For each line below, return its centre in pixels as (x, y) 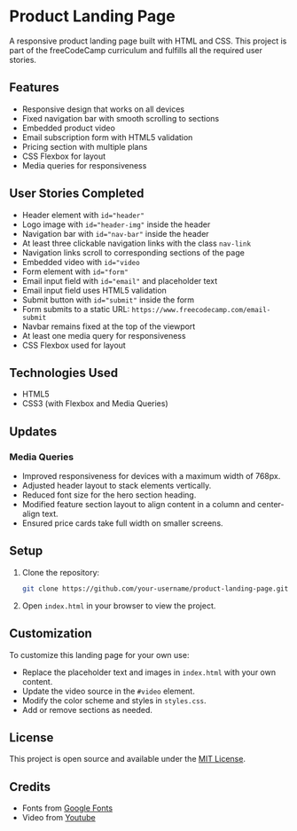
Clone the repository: (61, 572)
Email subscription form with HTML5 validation (107, 137)
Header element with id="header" (83, 215)
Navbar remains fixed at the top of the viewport (109, 326)
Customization (51, 634)
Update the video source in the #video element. (108, 691)
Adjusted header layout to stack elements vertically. (117, 486)
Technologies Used (63, 373)
